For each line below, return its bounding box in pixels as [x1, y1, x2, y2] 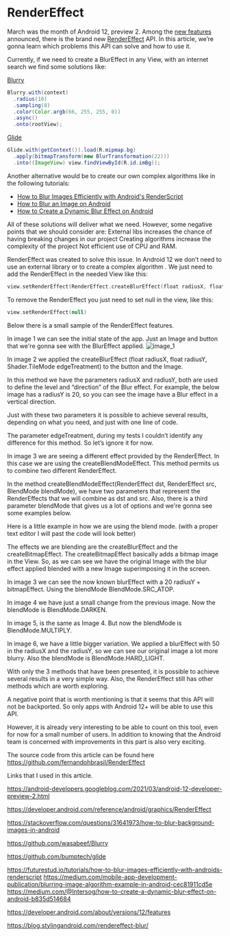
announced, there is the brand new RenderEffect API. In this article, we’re [7, 34, 214, 42]
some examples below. [7, 508, 72, 517]
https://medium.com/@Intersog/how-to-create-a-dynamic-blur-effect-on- [7, 887, 217, 896]
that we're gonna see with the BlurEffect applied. [7, 341, 145, 350]
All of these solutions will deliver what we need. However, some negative [7, 220, 212, 228]
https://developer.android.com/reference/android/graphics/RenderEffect [7, 805, 212, 813]
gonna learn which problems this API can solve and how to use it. [7, 42, 192, 50]
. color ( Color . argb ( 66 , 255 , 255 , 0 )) [13, 108, 121, 115]
